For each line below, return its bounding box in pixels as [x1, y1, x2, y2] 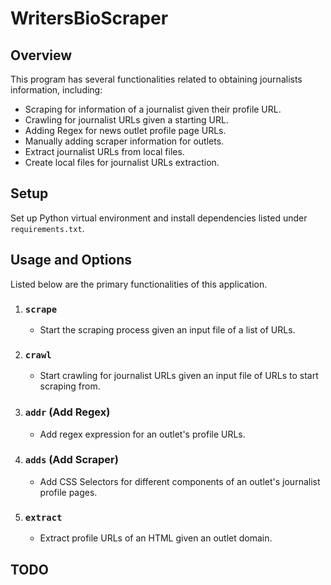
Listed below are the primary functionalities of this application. [10, 278, 268, 290]
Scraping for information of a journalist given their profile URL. [24, 103, 282, 115]
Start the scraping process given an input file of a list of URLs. [39, 323, 296, 336]
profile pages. [39, 486, 98, 498]
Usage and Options [10, 252, 133, 269]
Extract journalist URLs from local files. [24, 146, 185, 157]
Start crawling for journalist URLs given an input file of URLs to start [39, 370, 319, 382]
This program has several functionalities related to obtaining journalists [10, 73, 303, 85]
